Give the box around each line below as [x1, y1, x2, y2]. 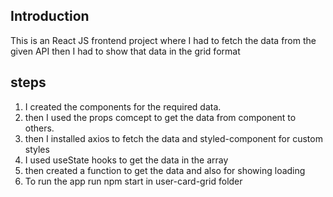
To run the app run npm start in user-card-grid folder [24, 175, 243, 187]
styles [24, 143, 50, 155]
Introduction [10, 8, 90, 25]
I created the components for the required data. [24, 100, 222, 113]
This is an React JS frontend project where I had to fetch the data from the [10, 34, 317, 46]
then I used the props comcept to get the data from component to [24, 111, 297, 123]
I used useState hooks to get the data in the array [24, 154, 229, 166]
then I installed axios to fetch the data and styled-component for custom [24, 132, 323, 144]
